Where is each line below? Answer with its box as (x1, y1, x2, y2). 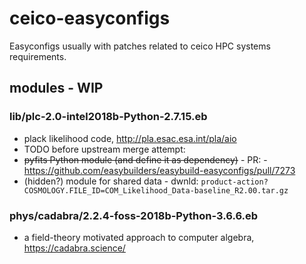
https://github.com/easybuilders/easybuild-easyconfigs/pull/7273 (23, 164, 296, 176)
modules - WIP (9, 80, 104, 97)
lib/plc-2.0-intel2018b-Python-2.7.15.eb (9, 110, 208, 124)
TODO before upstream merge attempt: (23, 143, 186, 155)
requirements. (9, 50, 67, 62)
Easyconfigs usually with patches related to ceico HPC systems (9, 40, 271, 52)
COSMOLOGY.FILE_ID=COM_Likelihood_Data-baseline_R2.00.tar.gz (23, 185, 289, 196)
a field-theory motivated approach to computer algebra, (23, 231, 255, 243)
